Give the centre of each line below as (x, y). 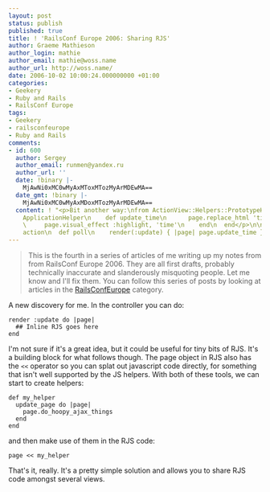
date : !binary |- (45, 180)
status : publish (35, 23)
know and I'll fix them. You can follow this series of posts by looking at (144, 281)
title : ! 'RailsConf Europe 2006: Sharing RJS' (90, 38)
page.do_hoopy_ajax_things (68, 412)
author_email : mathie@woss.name (62, 61)
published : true (35, 31)
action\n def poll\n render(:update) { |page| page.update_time (140, 233)
